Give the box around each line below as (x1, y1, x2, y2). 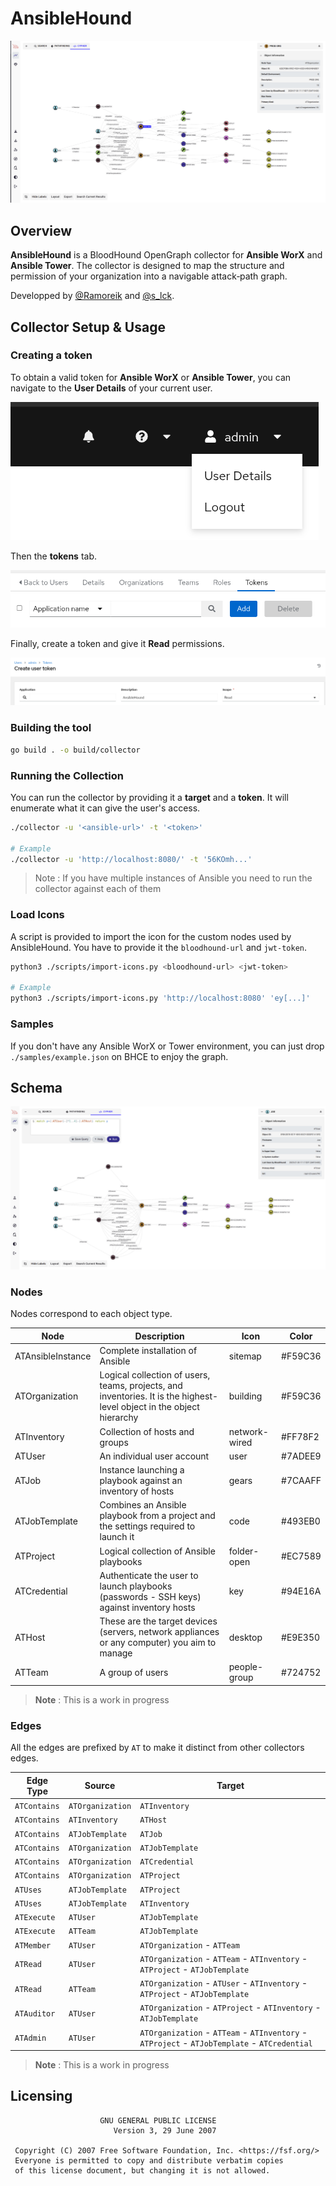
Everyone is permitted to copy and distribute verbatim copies (14, 2155, 284, 2166)
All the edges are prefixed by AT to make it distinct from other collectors (10, 1742, 305, 1754)
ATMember (14, 1940, 52, 1951)
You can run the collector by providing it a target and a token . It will (10, 791, 289, 803)
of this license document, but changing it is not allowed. (14, 2165, 271, 2176)
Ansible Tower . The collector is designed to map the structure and (10, 260, 285, 272)
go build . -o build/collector (10, 745, 141, 755)
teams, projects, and (99, 1380, 183, 1392)
